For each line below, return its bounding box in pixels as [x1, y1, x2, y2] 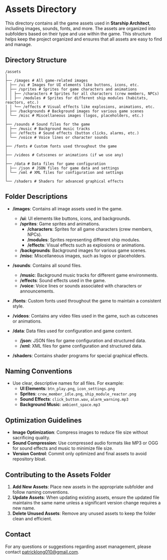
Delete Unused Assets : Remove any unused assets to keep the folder [12, 510, 156, 516]
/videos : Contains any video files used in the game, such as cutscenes [12, 313, 158, 319]
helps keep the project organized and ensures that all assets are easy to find [5, 36, 162, 42]
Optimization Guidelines [5, 416, 82, 424]
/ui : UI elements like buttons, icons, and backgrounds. [19, 215, 131, 221]
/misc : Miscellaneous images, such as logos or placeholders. [19, 252, 146, 258]
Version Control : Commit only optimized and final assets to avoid [12, 451, 147, 457]
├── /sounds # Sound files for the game [5, 122, 91, 127]
